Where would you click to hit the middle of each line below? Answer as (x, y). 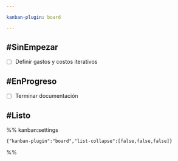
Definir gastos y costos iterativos (56, 62)
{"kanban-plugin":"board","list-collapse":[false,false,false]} (89, 141)
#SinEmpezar (33, 47)
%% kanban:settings (33, 130)
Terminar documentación (46, 96)
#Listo (19, 115)
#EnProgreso (32, 81)
